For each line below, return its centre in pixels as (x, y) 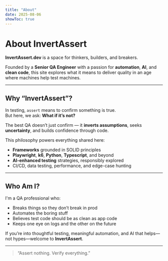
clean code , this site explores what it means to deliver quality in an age (78, 72)
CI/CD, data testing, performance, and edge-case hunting (72, 166)
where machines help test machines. (43, 78)
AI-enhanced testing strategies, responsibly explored (68, 161)
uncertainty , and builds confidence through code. (57, 131)
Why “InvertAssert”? (39, 98)
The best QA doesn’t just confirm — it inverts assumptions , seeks (73, 125)
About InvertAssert (46, 44)
